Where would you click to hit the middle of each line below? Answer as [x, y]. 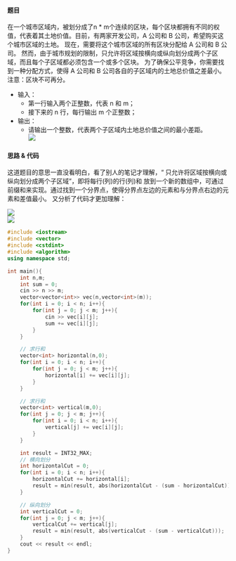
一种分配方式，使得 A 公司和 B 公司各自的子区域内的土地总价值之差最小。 [119, 71]
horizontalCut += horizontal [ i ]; [81, 479]
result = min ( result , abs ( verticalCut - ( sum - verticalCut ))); [129, 531]
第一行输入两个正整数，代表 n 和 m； [81, 103]
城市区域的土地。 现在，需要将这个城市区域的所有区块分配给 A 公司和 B [116, 44]
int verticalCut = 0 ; [51, 511]
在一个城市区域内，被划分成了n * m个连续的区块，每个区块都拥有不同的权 [113, 27]
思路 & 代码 [24, 155]
